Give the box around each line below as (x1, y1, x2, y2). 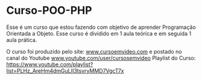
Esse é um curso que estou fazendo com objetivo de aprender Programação (6, 23, 196, 31)
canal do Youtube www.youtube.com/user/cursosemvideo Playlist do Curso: (6, 54, 196, 61)
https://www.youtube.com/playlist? (6, 61, 93, 68)
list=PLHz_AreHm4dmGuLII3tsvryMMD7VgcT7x (6, 67, 124, 74)
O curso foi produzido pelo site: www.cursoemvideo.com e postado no (6, 48, 182, 55)
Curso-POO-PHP (6, 4, 92, 17)
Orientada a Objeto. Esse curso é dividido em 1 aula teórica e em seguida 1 (6, 29, 192, 37)
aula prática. (6, 36, 37, 43)
